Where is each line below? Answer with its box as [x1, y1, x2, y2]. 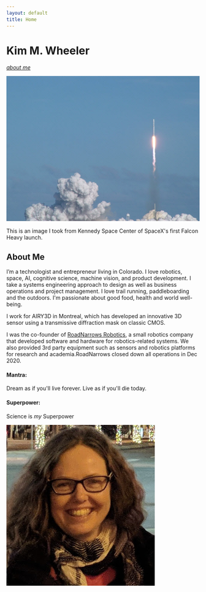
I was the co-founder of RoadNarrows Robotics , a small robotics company [6, 331, 194, 338]
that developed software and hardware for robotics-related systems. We [6, 338, 189, 345]
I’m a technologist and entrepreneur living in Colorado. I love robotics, [6, 268, 183, 276]
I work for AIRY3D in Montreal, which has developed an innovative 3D [6, 313, 182, 320]
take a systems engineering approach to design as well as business [6, 281, 177, 289]
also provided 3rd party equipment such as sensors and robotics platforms [6, 344, 196, 351]
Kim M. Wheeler [6, 44, 90, 58]
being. [6, 301, 23, 308]
